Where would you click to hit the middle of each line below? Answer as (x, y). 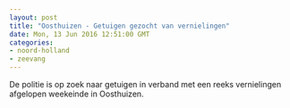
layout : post (34, 17)
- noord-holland (39, 51)
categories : (31, 42)
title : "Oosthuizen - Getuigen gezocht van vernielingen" (119, 26)
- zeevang (28, 59)
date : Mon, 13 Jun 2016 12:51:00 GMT (80, 34)
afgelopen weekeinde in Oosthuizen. (77, 94)
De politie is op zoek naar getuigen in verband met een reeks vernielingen (145, 84)
